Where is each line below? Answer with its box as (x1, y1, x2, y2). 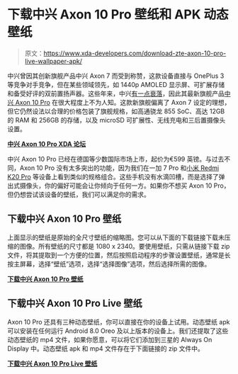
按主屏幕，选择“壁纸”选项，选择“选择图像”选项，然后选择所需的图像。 (7, 259, 211, 268)
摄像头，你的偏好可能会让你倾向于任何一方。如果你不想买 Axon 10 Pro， (19, 181, 230, 190)
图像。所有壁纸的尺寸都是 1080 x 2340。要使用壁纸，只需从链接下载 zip (19, 242, 230, 250)
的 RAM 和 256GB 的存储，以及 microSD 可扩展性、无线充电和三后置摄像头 (7, 115, 226, 124)
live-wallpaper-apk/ (24, 57, 83, 65)
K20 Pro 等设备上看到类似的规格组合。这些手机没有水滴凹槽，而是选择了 (7, 172, 220, 181)
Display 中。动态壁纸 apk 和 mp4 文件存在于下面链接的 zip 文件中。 (7, 344, 204, 353)
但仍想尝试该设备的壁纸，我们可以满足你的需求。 (7, 190, 150, 198)
